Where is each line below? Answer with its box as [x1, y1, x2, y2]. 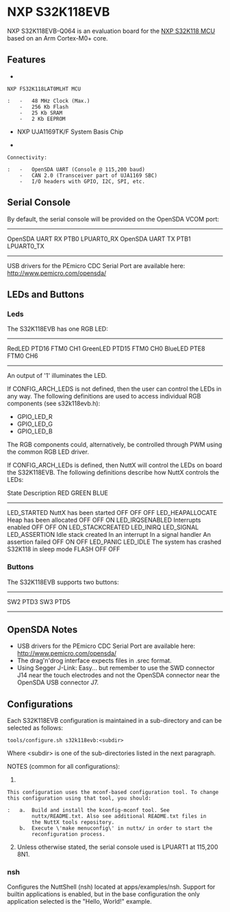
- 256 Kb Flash [19, 104, 69, 110]
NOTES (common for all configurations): [7, 763, 120, 771]
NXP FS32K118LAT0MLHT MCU [7, 85, 81, 93]
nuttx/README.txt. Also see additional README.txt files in [31, 813, 207, 820]
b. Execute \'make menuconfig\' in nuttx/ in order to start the [19, 825, 213, 832]
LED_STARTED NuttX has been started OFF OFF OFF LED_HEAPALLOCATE [7, 509, 218, 517]
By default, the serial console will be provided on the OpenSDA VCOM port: [7, 215, 220, 223]
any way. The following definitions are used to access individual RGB [7, 392, 201, 400]
